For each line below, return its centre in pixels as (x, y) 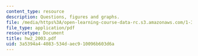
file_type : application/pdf (41, 28)
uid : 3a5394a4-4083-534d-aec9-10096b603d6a (60, 44)
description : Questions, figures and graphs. (63, 17)
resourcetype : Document (35, 33)
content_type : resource (35, 11)
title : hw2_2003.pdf (32, 38)
